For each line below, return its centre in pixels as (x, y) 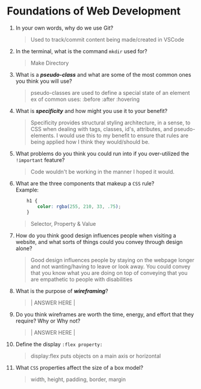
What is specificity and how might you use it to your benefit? (91, 111)
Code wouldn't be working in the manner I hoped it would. (103, 172)
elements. (43, 135)
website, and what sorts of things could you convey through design (99, 242)
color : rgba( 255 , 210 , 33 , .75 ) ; (79, 207)
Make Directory (50, 63)
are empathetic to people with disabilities (82, 279)
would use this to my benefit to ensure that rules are (124, 135)
